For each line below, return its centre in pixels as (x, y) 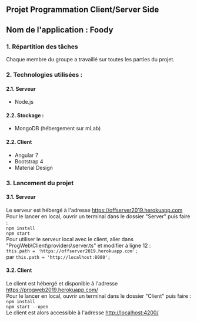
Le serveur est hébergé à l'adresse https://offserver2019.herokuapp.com (94, 210)
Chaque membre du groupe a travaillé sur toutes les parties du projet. (90, 60)
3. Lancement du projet (40, 183)
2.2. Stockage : (25, 115)
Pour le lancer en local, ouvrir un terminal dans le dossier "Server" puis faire (98, 216)
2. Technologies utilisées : (44, 75)
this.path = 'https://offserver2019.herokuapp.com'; (72, 251)
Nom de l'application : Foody (60, 30)
